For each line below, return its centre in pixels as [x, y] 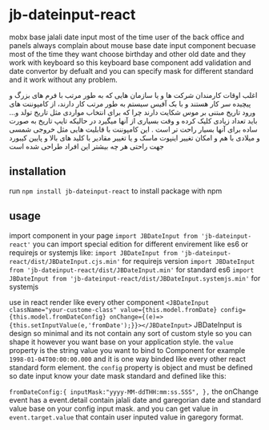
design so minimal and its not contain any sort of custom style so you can [130, 333]
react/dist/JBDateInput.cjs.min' [65, 262]
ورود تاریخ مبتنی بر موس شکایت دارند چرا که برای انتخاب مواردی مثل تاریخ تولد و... [132, 112]
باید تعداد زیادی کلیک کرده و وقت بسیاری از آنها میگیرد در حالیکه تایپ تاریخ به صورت [133, 120]
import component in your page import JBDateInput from [104, 235]
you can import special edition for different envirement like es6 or [141, 244]
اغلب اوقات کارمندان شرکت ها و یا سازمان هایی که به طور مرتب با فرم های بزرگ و [133, 95]
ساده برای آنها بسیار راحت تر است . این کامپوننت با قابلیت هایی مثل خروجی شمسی [134, 129]
